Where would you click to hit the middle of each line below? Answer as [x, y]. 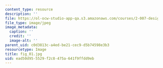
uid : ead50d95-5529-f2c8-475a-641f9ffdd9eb [50, 58]
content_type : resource [29, 9]
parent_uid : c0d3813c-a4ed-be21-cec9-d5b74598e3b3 [57, 45]
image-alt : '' [24, 41]
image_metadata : [21, 27]
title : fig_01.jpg [24, 54]
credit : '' [20, 36]
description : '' [21, 14]
